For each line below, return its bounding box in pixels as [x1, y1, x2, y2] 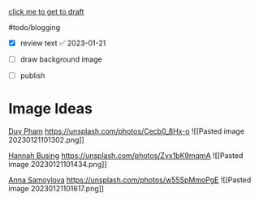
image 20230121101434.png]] [8, 160, 107, 169]
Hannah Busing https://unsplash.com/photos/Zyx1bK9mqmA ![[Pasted [8, 151, 244, 160]
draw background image [19, 54, 103, 64]
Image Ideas [8, 100, 93, 118]
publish [19, 71, 45, 80]
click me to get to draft [8, 7, 84, 16]
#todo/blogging [8, 23, 61, 32]
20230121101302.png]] [8, 135, 85, 145]
